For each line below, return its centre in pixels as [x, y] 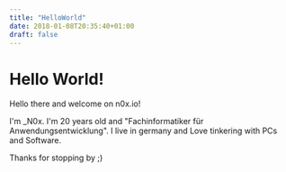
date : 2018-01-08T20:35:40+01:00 [72, 26]
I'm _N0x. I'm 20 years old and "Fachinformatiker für [107, 122]
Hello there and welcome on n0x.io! [75, 104]
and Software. [36, 140]
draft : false [34, 34]
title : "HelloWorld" [48, 18]
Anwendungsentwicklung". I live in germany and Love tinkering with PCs [143, 131]
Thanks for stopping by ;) [56, 158]
